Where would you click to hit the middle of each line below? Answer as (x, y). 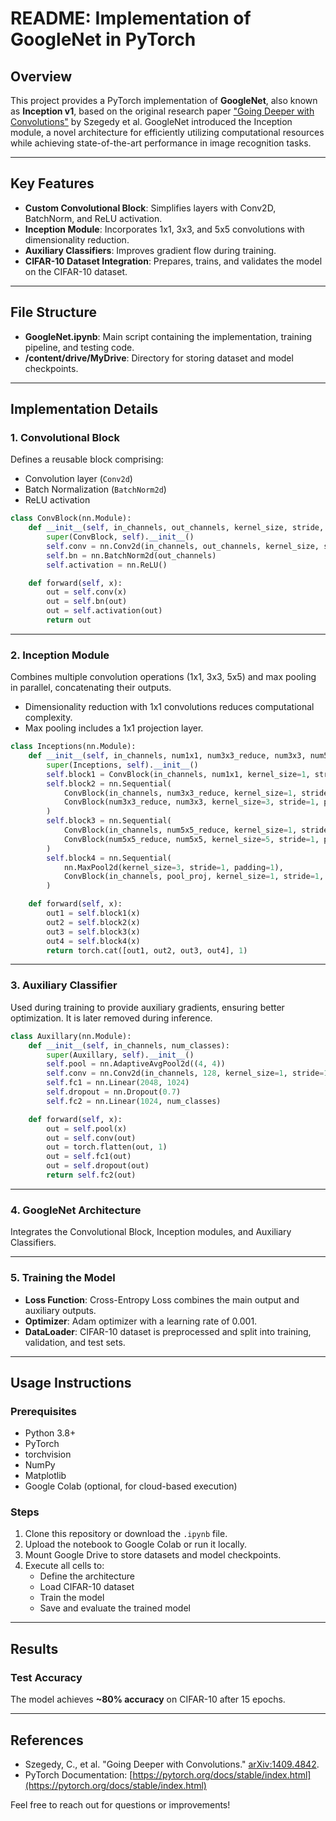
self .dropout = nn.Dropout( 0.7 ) (114, 1092)
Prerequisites (43, 1411)
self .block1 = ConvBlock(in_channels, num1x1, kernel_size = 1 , (178, 774)
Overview (41, 76)
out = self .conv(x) (87, 592)
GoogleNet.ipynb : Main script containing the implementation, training (168, 336)
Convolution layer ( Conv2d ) (78, 479)
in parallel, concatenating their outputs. (91, 688)
